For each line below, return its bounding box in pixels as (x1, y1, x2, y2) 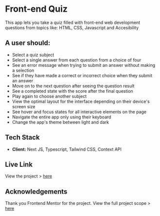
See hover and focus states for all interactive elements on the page (12, 109, 147, 115)
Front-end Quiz (5, 3, 68, 15)
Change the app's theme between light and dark (12, 119, 109, 125)
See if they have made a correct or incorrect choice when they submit (12, 72, 153, 79)
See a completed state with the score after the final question (12, 88, 134, 94)
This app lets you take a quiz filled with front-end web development (5, 20, 141, 25)
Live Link (5, 160, 33, 169)
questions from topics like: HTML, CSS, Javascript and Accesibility (5, 24, 139, 30)
